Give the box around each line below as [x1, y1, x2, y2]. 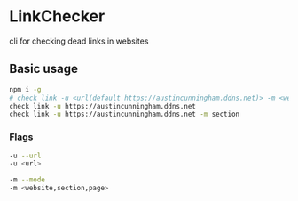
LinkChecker [9, 6, 106, 27]
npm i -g [9, 84, 42, 94]
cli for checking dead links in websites [9, 36, 149, 46]
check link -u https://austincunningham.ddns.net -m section [9, 109, 240, 119]
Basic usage [9, 61, 78, 76]
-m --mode [9, 175, 46, 184]
